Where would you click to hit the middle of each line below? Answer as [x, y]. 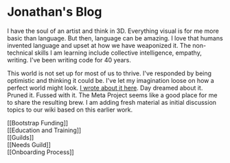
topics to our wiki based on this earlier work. [70, 110]
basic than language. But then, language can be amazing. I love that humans [115, 38]
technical [20, 53]
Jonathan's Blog [55, 12]
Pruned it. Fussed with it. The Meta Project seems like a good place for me [112, 95]
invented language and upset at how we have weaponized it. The [99, 45]
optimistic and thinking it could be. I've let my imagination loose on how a [111, 80]
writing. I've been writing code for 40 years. [69, 60]
